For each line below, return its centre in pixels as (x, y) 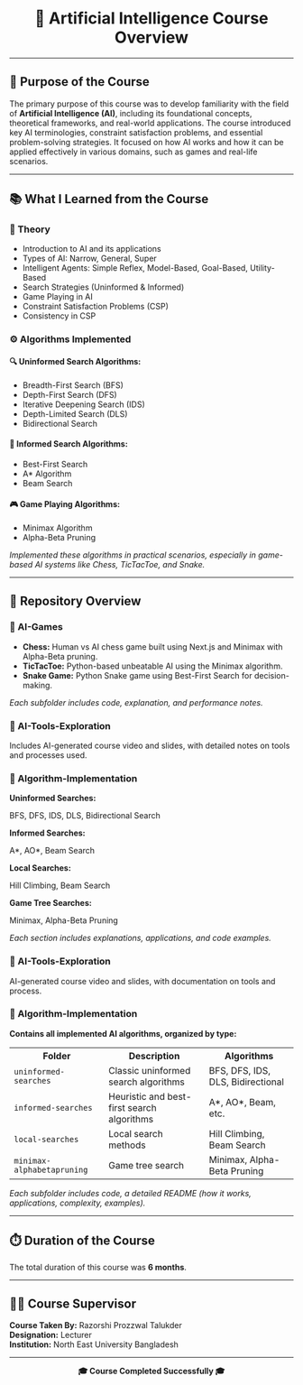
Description (154, 1056)
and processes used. (48, 755)
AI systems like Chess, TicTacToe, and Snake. (120, 564)
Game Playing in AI (57, 297)
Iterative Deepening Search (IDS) (84, 404)
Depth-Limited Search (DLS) (75, 413)
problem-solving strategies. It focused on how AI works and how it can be (147, 142)
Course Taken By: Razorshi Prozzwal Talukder (96, 1325)
